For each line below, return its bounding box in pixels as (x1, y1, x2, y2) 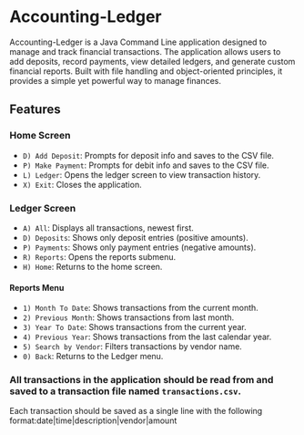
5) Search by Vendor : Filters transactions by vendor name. (22, 341, 243, 352)
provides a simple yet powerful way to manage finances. (9, 75, 221, 86)
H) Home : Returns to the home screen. (22, 261, 163, 272)
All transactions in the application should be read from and (9, 374, 274, 387)
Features (9, 102, 61, 118)
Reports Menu (9, 282, 65, 293)
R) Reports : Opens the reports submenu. (22, 251, 177, 262)
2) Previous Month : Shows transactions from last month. (22, 312, 235, 323)
